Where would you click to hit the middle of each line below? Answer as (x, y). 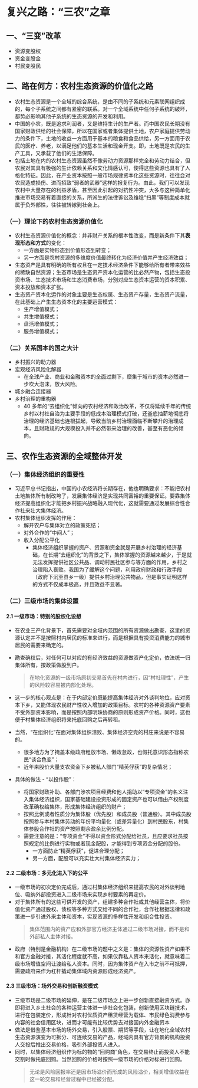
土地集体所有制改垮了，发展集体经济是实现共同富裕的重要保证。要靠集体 (102, 496)
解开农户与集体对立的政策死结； (62, 525)
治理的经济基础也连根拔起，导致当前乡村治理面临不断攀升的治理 (101, 421)
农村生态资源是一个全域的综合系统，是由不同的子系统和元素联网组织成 (100, 101)
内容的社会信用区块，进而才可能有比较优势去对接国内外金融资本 (92, 1022)
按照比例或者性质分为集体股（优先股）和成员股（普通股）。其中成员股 (107, 814)
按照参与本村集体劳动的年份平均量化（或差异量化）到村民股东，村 (103, 821)
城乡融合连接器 (33, 391)
